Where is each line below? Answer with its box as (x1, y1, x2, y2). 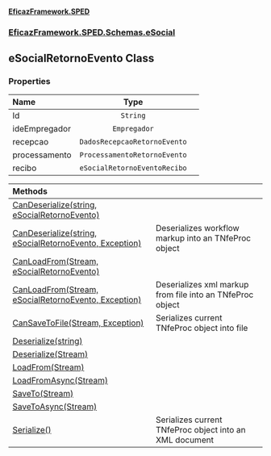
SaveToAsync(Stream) (12, 401, 98, 412)
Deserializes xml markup (156, 279, 249, 291)
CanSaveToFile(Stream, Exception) (12, 317, 144, 328)
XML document (156, 434, 214, 446)
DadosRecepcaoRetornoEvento (79, 137, 187, 147)
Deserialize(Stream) (12, 349, 89, 360)
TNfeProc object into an (156, 425, 246, 436)
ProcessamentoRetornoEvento (79, 150, 187, 160)
